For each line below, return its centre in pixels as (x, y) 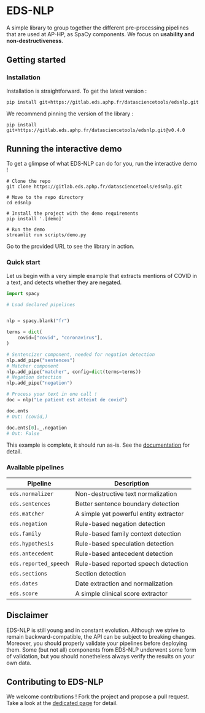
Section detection (101, 573)
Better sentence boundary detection (127, 504)
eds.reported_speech (39, 563)
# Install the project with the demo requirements (72, 214)
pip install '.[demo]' (35, 219)
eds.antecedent (32, 553)
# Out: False (23, 433)
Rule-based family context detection (128, 533)
